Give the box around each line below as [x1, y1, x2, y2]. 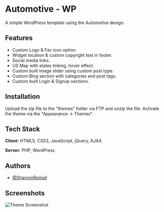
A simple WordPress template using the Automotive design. [5, 20, 125, 26]
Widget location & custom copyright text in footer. [12, 52, 113, 58]
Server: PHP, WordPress [5, 147, 55, 153]
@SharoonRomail [12, 175, 47, 181]
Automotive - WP [5, 3, 77, 15]
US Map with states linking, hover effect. [12, 62, 94, 68]
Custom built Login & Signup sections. [12, 78, 90, 84]
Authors [5, 161, 31, 170]
